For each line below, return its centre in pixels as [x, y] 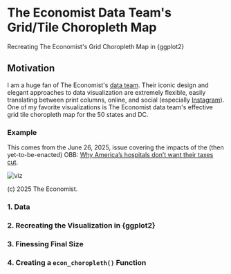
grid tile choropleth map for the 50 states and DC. [78, 114]
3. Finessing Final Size [46, 244]
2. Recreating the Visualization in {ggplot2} [81, 225]
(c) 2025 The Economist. [43, 189]
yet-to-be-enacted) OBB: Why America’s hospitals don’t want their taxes [110, 155]
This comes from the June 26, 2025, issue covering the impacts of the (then [115, 147]
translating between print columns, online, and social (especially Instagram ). [116, 100]
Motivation [31, 68]
